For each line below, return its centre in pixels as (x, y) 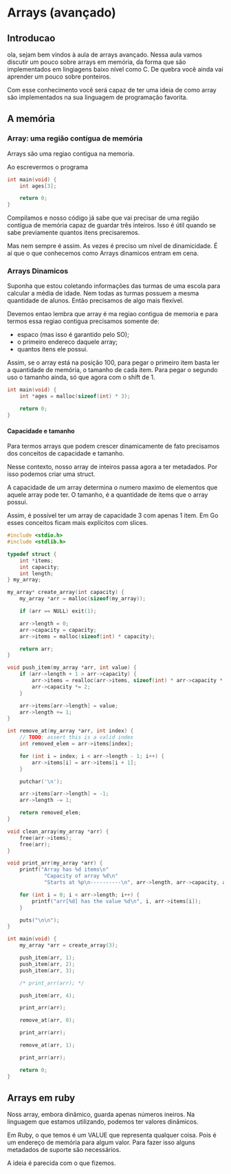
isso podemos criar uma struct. (51, 474)
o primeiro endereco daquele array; (67, 342)
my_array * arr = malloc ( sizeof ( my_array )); (83, 599)
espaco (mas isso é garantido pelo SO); (73, 335)
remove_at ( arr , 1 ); (47, 1045)
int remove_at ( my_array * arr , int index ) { (70, 731)
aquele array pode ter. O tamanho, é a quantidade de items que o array (108, 495)
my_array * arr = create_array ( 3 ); (69, 945)
